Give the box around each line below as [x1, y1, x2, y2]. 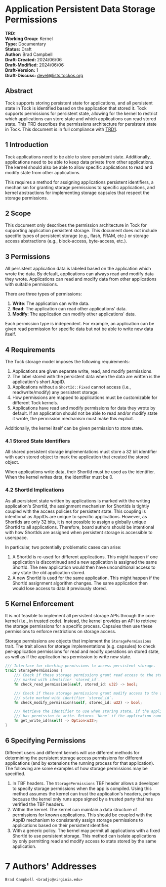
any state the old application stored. [12, 569, 85, 575]
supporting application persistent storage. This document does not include [5, 228, 157, 234]
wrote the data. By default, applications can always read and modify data [5, 271, 154, 277]
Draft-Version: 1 [5, 67, 39, 73]
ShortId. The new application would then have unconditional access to [12, 564, 156, 570]
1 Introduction [5, 141, 48, 149]
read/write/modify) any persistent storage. [12, 390, 99, 395]
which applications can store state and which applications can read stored [5, 115, 157, 122]
